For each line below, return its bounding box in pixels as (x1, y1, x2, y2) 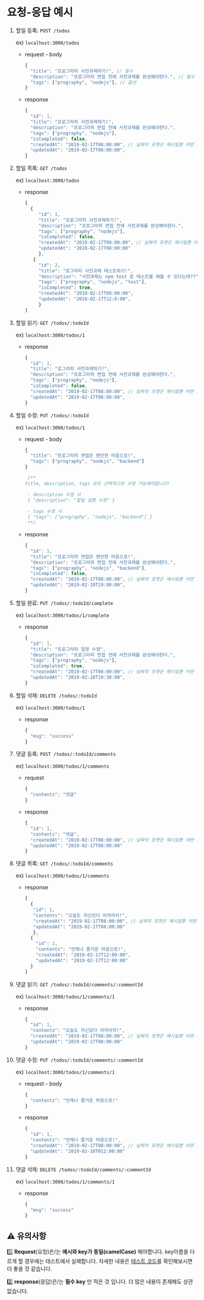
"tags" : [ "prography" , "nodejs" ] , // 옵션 (30, 79, 137, 86)
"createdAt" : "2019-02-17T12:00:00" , (36, 952, 131, 958)
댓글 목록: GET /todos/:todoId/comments (15, 860, 114, 867)
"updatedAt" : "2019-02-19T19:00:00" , (30, 582, 126, 588)
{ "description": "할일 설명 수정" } (27, 497, 116, 503)
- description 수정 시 (27, 491, 81, 497)
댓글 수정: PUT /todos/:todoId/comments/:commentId (15, 1056, 143, 1063)
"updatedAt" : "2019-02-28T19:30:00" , (30, 675, 126, 681)
